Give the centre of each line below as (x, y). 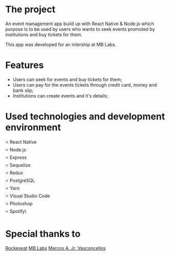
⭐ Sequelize (18, 165)
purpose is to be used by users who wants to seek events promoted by (80, 29)
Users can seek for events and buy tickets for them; (67, 79)
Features (25, 65)
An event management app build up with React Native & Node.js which (80, 24)
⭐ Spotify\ (16, 211)
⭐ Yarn (12, 188)
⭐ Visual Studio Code (28, 195)
